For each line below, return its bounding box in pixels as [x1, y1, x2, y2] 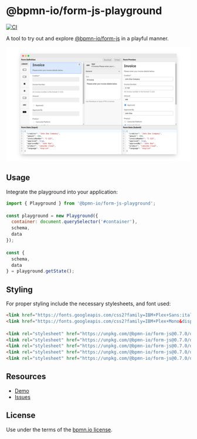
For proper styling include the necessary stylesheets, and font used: [6, 300, 171, 307]
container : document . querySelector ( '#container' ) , [11, 219, 138, 225]
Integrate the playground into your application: [6, 188, 118, 195]
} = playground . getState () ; [6, 268, 75, 274]
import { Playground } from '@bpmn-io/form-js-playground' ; [6, 200, 157, 206]
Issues [14, 393, 31, 400]
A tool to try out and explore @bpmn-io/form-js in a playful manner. [6, 35, 169, 42]
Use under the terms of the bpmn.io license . [6, 426, 113, 433]
